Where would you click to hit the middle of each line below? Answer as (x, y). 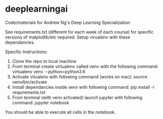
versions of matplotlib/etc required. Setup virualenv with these (68, 37)
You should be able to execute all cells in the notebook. (61, 112)
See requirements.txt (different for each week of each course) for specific (79, 32)
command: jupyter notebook (41, 102)
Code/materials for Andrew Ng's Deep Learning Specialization (68, 22)
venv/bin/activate (30, 82)
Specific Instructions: (26, 52)
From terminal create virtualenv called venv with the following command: (85, 66)
